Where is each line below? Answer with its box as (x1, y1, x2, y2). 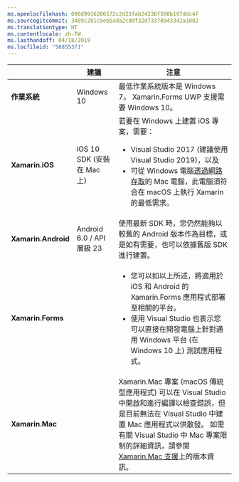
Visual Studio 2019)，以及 (130, 155, 219, 164)
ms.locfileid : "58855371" (7, 43, 84, 51)
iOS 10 (76, 144, 100, 154)
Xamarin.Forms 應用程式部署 (130, 293, 226, 302)
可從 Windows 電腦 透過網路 (130, 166, 223, 175)
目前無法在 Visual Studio (125, 409, 208, 419)
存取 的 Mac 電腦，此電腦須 (130, 177, 221, 186)
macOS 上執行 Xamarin (147, 187, 224, 197)
